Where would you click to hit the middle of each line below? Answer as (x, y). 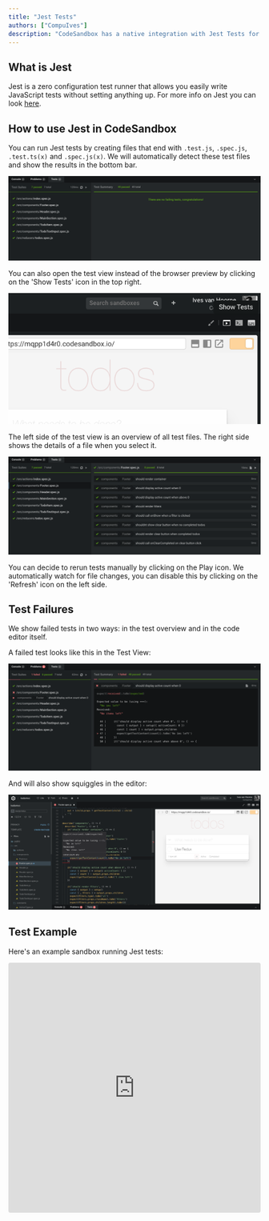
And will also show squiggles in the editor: (78, 783)
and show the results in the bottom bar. (73, 165)
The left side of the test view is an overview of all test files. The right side (129, 437)
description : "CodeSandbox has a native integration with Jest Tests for (134, 34)
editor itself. (28, 637)
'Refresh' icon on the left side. (58, 584)
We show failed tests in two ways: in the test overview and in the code (124, 629)
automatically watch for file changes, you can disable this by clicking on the (133, 575)
